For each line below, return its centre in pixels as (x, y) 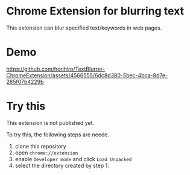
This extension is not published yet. (50, 122)
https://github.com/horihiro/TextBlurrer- (56, 69)
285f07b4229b (25, 81)
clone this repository (40, 146)
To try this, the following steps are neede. (58, 135)
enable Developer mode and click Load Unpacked (73, 159)
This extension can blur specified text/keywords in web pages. (84, 28)
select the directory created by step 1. (62, 165)
